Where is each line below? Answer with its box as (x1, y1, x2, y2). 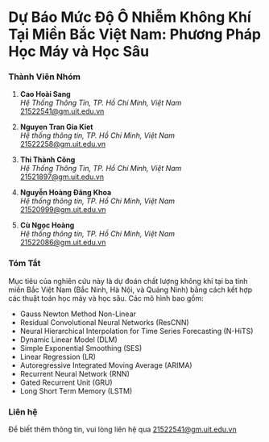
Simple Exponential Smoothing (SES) (19, 343, 143, 352)
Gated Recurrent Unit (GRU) (19, 377, 113, 387)
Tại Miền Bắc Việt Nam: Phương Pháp (8, 25, 262, 44)
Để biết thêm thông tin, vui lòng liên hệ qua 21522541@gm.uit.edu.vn (8, 424, 238, 435)
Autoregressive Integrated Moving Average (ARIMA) (19, 360, 192, 370)
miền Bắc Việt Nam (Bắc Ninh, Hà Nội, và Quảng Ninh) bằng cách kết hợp (8, 285, 252, 294)
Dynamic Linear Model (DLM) (19, 335, 118, 344)
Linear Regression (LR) (19, 352, 97, 361)
